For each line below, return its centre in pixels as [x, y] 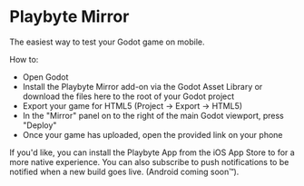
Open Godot [45, 77]
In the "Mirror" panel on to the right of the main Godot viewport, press [153, 115]
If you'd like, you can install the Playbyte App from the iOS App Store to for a [152, 152]
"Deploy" [39, 125]
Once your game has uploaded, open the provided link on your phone [152, 134]
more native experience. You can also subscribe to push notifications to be [149, 162]
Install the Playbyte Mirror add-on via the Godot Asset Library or [142, 86]
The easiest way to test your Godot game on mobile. [108, 42]
